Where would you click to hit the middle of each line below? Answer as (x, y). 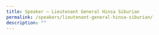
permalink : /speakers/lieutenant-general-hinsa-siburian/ (79, 17)
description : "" (26, 23)
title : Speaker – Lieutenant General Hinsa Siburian (73, 12)
